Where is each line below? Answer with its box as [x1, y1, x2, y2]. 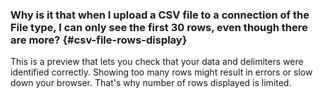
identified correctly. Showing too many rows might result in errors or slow [10, 66, 313, 78]
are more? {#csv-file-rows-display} [10, 33, 188, 47]
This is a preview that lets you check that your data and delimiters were [10, 56, 304, 68]
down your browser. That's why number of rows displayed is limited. [10, 77, 292, 89]
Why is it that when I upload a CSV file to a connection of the [10, 8, 310, 22]
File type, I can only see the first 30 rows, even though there [10, 20, 308, 34]
